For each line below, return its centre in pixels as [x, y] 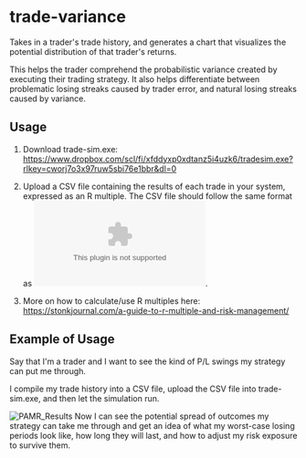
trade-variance [68, 17]
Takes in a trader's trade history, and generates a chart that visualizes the [148, 42]
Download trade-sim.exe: [70, 149]
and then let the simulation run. [101, 398]
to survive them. [40, 445]
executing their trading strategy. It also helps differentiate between [135, 78]
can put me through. [48, 370]
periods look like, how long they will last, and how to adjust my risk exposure [153, 435]
